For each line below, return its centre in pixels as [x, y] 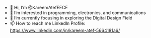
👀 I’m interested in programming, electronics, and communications [78, 13]
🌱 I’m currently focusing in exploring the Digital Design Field [71, 18]
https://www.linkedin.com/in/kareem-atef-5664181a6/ [65, 30]
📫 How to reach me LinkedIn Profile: [47, 23]
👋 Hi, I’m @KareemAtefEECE [39, 8]
